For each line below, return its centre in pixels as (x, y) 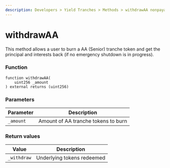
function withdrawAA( (28, 78)
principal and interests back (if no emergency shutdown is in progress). (80, 54)
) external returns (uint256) (37, 87)
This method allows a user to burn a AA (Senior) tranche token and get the (83, 49)
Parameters (20, 99)
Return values (23, 136)
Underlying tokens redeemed (71, 158)
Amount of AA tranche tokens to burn (83, 121)
